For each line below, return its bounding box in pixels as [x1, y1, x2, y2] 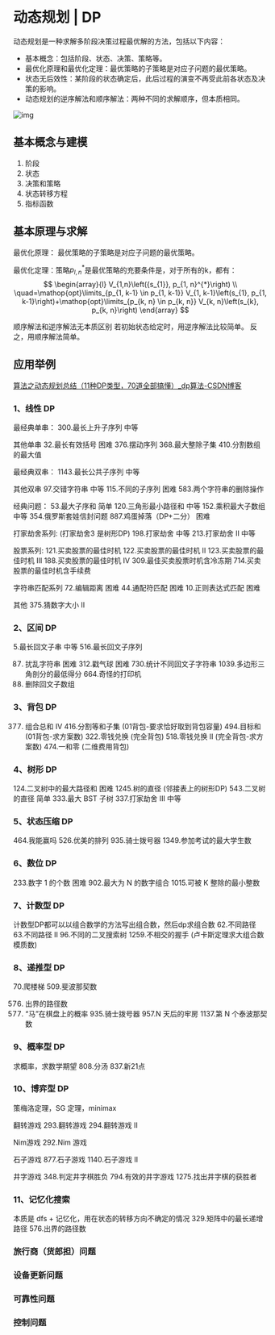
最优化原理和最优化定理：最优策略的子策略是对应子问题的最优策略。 [24, 63, 252, 73]
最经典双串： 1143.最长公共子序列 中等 [13, 467, 140, 477]
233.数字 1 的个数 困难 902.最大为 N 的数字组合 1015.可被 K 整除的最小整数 [13, 878, 260, 887]
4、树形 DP [13, 764, 57, 775]
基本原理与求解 [13, 224, 88, 239]
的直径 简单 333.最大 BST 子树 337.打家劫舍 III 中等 [13, 794, 182, 803]
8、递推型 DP [13, 962, 65, 973]
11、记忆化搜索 [13, 1194, 71, 1205]
